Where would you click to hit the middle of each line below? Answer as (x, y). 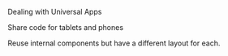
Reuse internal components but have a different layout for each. (114, 43)
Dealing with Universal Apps (55, 12)
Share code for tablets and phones (65, 27)
